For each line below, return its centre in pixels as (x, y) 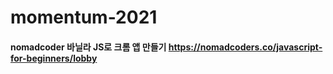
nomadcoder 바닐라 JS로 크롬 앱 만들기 (88, 47)
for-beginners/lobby (54, 58)
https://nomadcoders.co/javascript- (245, 47)
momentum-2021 (84, 17)
